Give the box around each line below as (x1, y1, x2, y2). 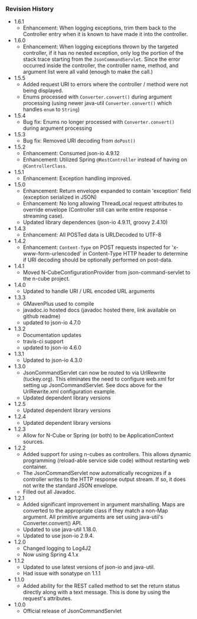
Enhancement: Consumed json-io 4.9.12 (22, 150, 120, 157)
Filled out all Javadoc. (22, 489, 76, 496)
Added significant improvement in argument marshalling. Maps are (22, 501, 185, 508)
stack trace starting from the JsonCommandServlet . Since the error (22, 55, 180, 63)
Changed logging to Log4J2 (22, 545, 91, 552)
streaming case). (22, 212, 64, 220)
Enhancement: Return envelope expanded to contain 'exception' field (22, 188, 191, 195)
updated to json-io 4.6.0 (22, 344, 82, 351)
